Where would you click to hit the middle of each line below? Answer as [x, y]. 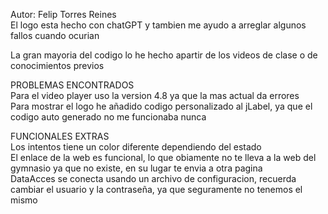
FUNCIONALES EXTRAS [60, 136]
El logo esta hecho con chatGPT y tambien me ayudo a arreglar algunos [158, 25]
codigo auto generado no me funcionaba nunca [108, 117]
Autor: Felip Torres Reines [63, 14]
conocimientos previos [57, 65]
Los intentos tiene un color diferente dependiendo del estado [136, 147]
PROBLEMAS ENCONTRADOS [72, 85]
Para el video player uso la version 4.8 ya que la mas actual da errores [155, 95]
